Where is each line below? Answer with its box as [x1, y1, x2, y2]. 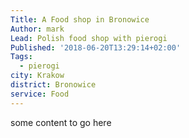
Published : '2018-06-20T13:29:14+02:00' [10, 42, 182, 53]
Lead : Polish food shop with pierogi [10, 33, 168, 43]
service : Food [10, 89, 70, 99]
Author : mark [10, 24, 65, 34]
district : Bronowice [10, 80, 97, 90]
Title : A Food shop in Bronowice [10, 14, 150, 25]
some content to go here [10, 116, 112, 128]
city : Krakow [10, 71, 65, 81]
